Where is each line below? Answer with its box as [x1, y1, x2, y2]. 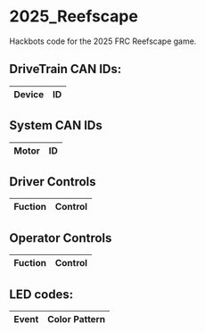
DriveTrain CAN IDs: [9, 62, 122, 77]
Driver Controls [9, 174, 96, 189]
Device [13, 87, 45, 100]
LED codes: [9, 286, 74, 302]
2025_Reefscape [9, 6, 138, 27]
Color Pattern [47, 313, 105, 325]
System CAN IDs [9, 118, 102, 133]
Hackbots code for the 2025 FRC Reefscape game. [9, 36, 197, 46]
